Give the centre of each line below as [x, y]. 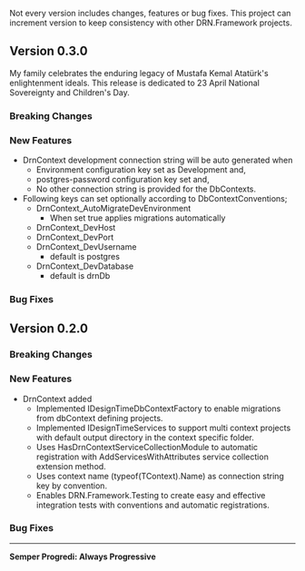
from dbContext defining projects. [99, 418]
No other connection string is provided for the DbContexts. [146, 189]
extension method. [71, 466]
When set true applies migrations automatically [138, 218]
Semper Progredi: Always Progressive [83, 556]
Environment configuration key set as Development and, [141, 170]
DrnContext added [57, 399]
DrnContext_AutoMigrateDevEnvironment [113, 209]
